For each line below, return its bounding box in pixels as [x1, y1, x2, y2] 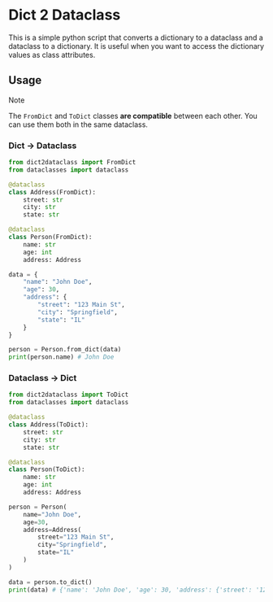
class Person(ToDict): [8, 465, 85, 473]
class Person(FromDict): [8, 233, 93, 242]
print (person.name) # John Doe [8, 353, 115, 361]
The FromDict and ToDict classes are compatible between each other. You [8, 111, 258, 120]
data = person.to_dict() [8, 578, 93, 587]
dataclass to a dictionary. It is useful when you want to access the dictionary [8, 41, 265, 50]
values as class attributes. [8, 50, 96, 59]
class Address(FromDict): [8, 188, 96, 196]
